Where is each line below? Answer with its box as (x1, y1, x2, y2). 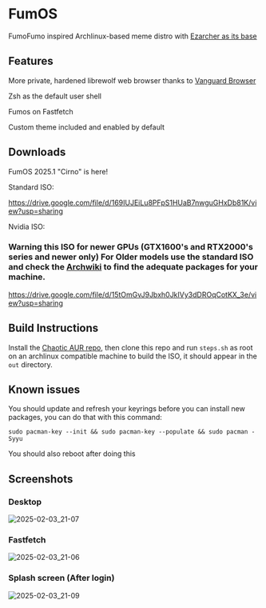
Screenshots (8, 472, 73, 486)
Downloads (8, 146, 66, 159)
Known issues (8, 383, 81, 397)
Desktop (8, 496, 42, 507)
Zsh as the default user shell (8, 91, 102, 101)
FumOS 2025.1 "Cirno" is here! (8, 166, 109, 176)
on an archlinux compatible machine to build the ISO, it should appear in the (8, 351, 258, 361)
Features (8, 54, 54, 68)
